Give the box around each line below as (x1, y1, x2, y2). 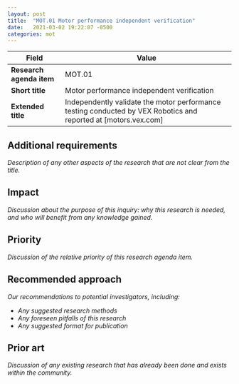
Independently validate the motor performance (65, 97, 221, 107)
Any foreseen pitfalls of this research (17, 313, 127, 322)
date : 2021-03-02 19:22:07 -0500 (7, 24, 113, 31)
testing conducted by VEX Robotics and (65, 106, 198, 116)
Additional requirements (7, 139, 117, 151)
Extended (11, 101, 45, 111)
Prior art (7, 342, 45, 354)
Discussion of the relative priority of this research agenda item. (7, 253, 193, 261)
